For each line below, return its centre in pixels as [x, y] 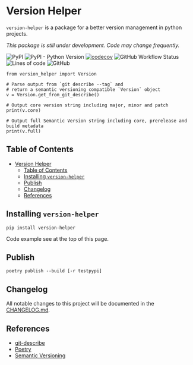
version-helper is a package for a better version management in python [94, 27]
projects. [17, 33]
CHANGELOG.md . [28, 310]
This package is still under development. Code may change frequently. [93, 45]
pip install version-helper [41, 228]
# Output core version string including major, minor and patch [87, 105]
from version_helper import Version [51, 74]
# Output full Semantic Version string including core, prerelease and [96, 121]
